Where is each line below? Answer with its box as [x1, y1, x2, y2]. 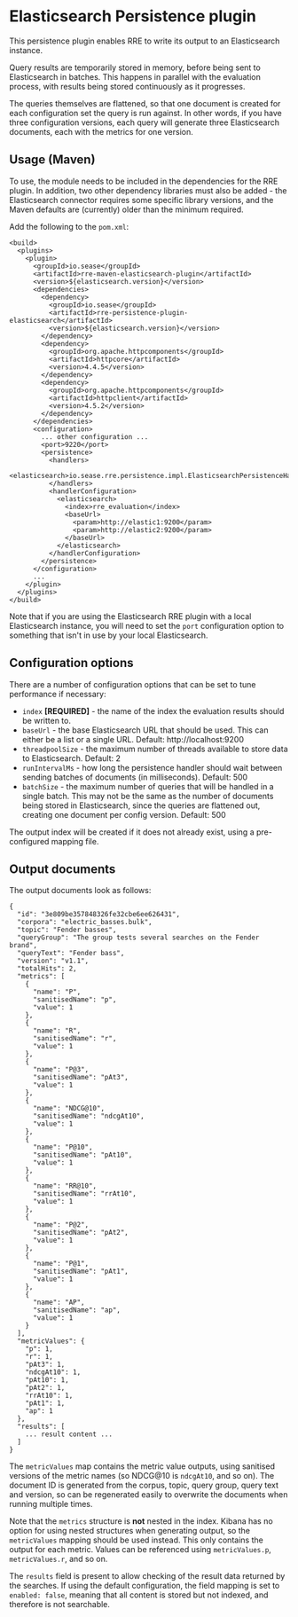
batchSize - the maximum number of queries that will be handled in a [21, 781, 274, 791]
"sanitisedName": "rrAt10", [32, 1189, 137, 1198]
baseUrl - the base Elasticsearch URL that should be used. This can [21, 725, 269, 735]
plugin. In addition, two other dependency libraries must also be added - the [9, 184, 287, 196]
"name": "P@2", [32, 1221, 90, 1229]
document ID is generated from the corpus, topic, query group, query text [9, 1480, 279, 1491]
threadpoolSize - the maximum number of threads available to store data [21, 743, 288, 754]
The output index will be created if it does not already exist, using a [9, 827, 255, 837]
